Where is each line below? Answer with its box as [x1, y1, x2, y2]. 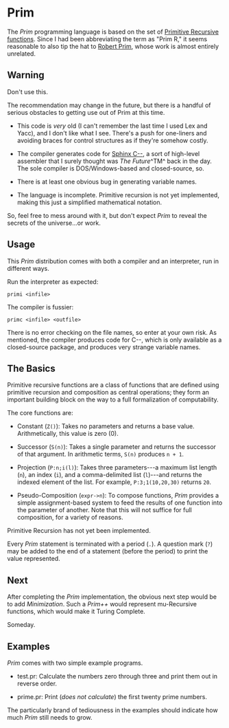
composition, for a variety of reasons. [16, 514, 123, 522]
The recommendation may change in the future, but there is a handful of [7, 101, 211, 109]
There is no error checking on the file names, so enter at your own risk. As [7, 328, 217, 336]
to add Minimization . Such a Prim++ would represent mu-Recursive [7, 600, 197, 608]
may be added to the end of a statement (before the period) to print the [7, 547, 208, 555]
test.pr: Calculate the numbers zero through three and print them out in [16, 672, 218, 680]
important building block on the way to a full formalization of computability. [7, 395, 219, 404]
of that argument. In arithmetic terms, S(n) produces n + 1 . [16, 450, 184, 459]
